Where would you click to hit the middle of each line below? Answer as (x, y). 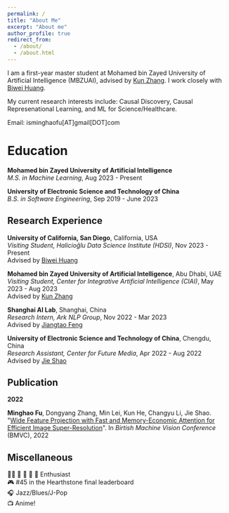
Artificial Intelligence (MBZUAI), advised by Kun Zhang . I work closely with (115, 80)
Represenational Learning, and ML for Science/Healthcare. (92, 109)
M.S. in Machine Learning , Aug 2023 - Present (75, 178)
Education (38, 151)
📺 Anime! (21, 503)
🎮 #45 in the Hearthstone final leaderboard (71, 482)
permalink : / (26, 14)
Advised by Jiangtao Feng (45, 324)
